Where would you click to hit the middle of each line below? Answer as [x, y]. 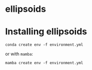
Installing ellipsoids [46, 32]
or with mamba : [19, 54]
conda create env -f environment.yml [44, 45]
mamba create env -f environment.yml [44, 63]
